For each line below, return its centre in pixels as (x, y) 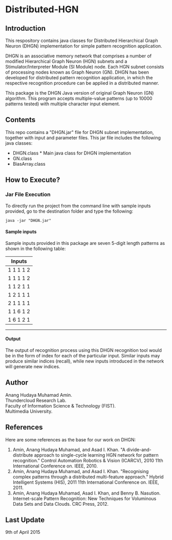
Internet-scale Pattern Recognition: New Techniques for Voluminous (84, 498)
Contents (20, 120)
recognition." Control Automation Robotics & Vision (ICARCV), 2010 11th (88, 460)
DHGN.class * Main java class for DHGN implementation (72, 153)
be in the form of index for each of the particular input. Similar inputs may (83, 355)
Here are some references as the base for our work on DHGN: (71, 440)
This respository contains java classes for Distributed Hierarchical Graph (82, 40)
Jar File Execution (28, 194)
